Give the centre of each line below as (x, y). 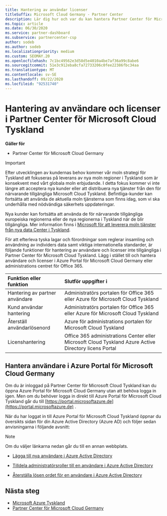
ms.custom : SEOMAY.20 (28, 56)
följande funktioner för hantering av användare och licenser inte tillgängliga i (83, 250)
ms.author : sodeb (23, 47)
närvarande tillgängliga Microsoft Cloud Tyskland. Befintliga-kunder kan (79, 193)
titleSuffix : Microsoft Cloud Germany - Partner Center (64, 14)
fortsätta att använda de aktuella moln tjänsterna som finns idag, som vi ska (83, 199)
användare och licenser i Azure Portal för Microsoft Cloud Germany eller (79, 260)
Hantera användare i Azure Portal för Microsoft (79, 366)
